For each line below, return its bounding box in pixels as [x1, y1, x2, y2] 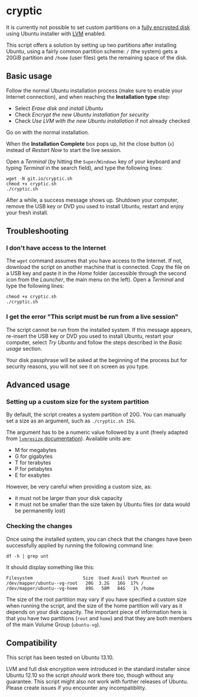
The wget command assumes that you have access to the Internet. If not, [6, 257, 183, 264]
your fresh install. [6, 209, 48, 216]
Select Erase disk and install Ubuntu [14, 105, 103, 112]
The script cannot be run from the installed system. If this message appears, [6, 326, 192, 333]
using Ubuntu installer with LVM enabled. [6, 30, 106, 37]
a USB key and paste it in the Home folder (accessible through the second [6, 270, 187, 277]
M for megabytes [14, 447, 57, 454]
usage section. [6, 345, 43, 352]
